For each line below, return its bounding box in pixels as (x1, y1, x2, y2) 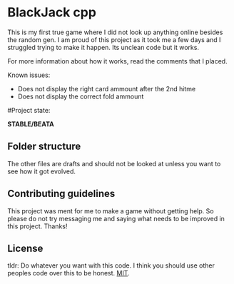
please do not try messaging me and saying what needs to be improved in (7, 214, 225, 223)
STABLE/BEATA (7, 119, 55, 128)
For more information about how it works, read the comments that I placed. (7, 56, 228, 65)
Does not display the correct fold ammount (17, 92, 144, 101)
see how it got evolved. (7, 167, 76, 176)
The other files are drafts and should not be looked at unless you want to (7, 159, 221, 168)
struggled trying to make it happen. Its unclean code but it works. (7, 43, 200, 51)
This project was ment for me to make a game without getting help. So (7, 206, 214, 215)
